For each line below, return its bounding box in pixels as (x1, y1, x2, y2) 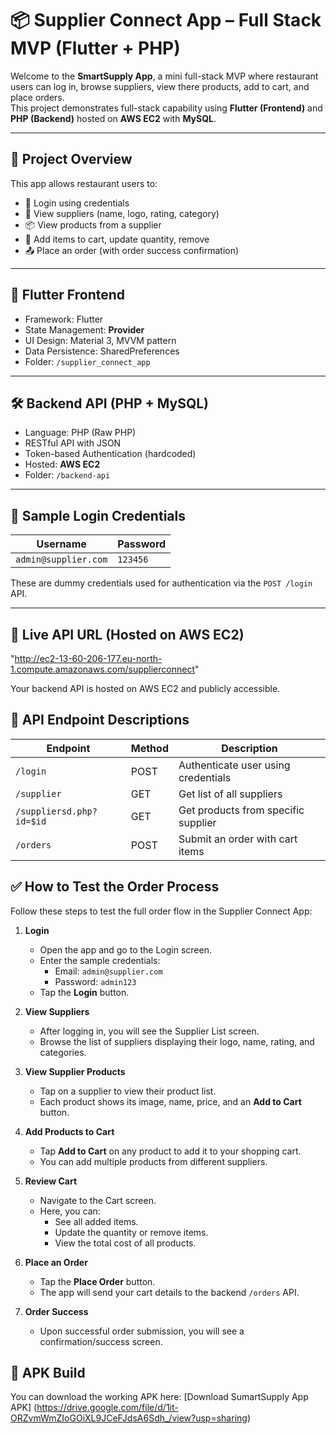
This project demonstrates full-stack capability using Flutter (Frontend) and (10, 102, 323, 114)
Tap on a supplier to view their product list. (39, 1085, 217, 1097)
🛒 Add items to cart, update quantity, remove (24, 233, 210, 245)
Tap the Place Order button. (39, 1275, 156, 1287)
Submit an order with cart (178, 832, 298, 846)
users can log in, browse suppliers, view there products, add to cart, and (10, 80, 310, 92)
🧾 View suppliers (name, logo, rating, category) (24, 207, 220, 219)
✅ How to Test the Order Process (10, 878, 220, 896)
